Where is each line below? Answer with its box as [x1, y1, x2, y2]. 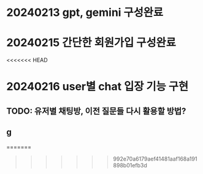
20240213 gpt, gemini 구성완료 [6, 5, 164, 20]
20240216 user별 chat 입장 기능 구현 [6, 80, 189, 93]
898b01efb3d [113, 161, 147, 169]
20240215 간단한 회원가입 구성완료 [6, 36, 176, 49]
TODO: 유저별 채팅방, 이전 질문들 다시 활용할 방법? [6, 106, 186, 116]
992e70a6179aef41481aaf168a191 [113, 155, 197, 162]
